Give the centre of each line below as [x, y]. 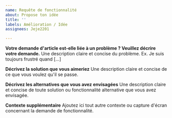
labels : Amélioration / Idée [36, 24]
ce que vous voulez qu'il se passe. [42, 74]
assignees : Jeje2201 [27, 29]
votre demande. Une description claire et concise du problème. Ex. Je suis [85, 54]
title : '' [16, 19]
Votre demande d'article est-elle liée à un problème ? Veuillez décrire [81, 48]
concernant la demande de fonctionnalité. [50, 111]
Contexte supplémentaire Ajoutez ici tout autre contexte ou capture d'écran [86, 105]
